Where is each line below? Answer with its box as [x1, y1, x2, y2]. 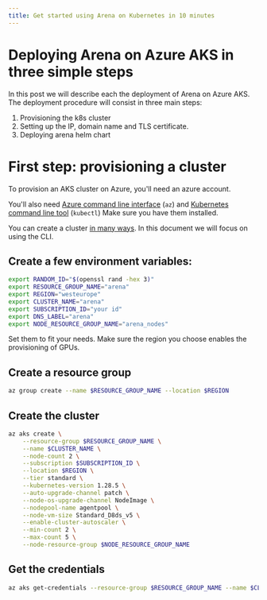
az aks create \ [8, 430, 62, 438]
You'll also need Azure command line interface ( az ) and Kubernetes [8, 199, 229, 209]
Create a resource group [8, 366, 132, 379]
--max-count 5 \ [22, 533, 77, 541]
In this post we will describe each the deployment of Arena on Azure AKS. [8, 89, 250, 99]
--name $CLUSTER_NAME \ [22, 444, 102, 453]
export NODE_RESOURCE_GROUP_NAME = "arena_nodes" [8, 319, 169, 328]
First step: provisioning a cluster [8, 157, 226, 176]
